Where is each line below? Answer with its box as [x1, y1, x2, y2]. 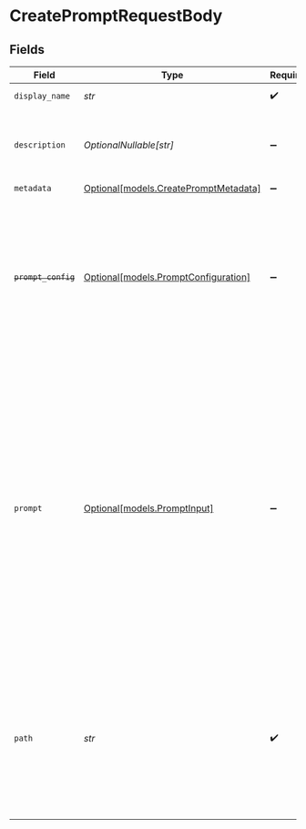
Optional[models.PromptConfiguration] [83, 271, 250, 283]
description [14, 140, 66, 150]
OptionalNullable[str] [83, 138, 175, 151]
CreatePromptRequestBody [9, 5, 223, 26]
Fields [9, 42, 46, 57]
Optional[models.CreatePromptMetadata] [83, 182, 261, 194]
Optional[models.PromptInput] [83, 502, 214, 515]
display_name [14, 91, 71, 101]
